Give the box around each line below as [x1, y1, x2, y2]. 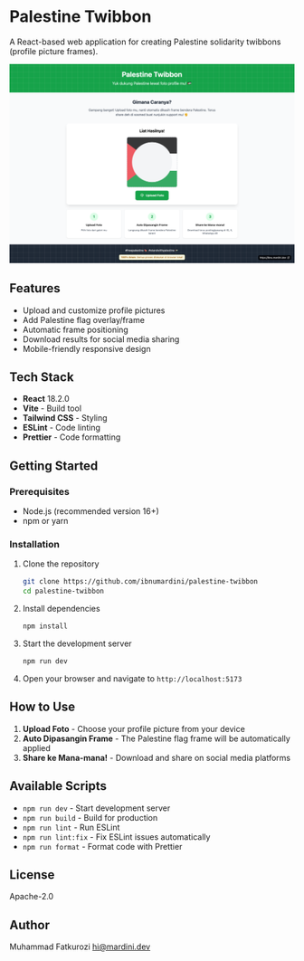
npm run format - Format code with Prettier [22, 841, 183, 852]
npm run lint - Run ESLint [22, 822, 120, 833]
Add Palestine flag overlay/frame [22, 314, 145, 325]
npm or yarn [22, 516, 69, 527]
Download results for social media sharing [22, 333, 180, 345]
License [9, 867, 55, 882]
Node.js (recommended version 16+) [22, 506, 160, 517]
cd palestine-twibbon [22, 586, 104, 596]
